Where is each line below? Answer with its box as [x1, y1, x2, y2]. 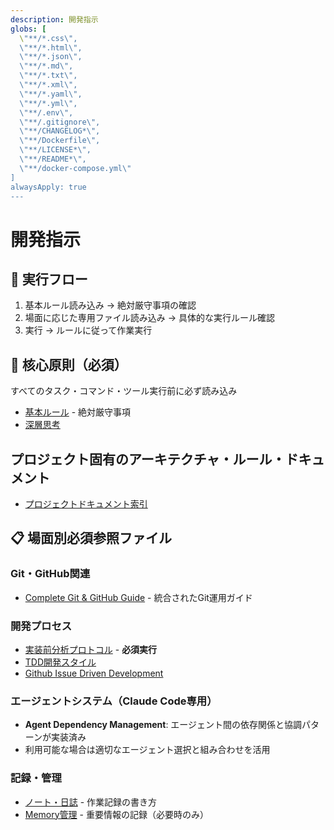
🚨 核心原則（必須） [10, 356, 128, 373]
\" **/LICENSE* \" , [19, 145, 92, 155]
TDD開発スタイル [24, 656, 97, 668]
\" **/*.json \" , [19, 52, 83, 62]
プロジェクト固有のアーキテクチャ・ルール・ [10, 451, 286, 468]
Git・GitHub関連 [10, 567, 91, 581]
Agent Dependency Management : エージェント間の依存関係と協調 [24, 719, 303, 731]
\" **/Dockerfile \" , [19, 136, 101, 146]
